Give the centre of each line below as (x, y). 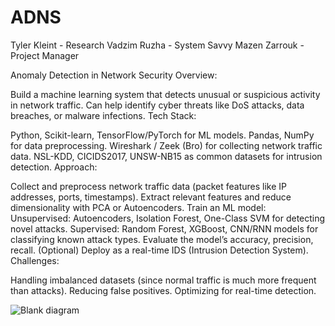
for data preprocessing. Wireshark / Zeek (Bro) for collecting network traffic (166, 145)
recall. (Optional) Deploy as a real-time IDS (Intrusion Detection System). (159, 250)
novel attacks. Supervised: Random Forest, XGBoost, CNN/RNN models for (164, 228)
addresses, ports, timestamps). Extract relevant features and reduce (151, 197)
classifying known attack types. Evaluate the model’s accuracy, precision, (162, 239)
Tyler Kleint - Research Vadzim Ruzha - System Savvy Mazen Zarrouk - (157, 45)
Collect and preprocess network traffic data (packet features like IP (149, 186)
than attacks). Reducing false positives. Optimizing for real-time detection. (163, 290)
